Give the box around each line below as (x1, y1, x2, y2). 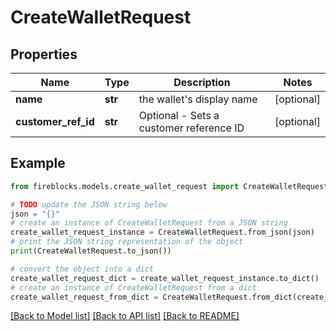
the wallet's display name (138, 92, 258, 106)
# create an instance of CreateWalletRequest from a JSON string (10, 218, 288, 228)
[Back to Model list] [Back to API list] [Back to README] (10, 310, 240, 322)
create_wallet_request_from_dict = (10, 292, 159, 302)
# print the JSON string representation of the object (10, 237, 244, 247)
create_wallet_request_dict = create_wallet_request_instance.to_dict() (10, 273, 320, 283)
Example (10, 155, 66, 172)
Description (173, 76, 231, 89)
